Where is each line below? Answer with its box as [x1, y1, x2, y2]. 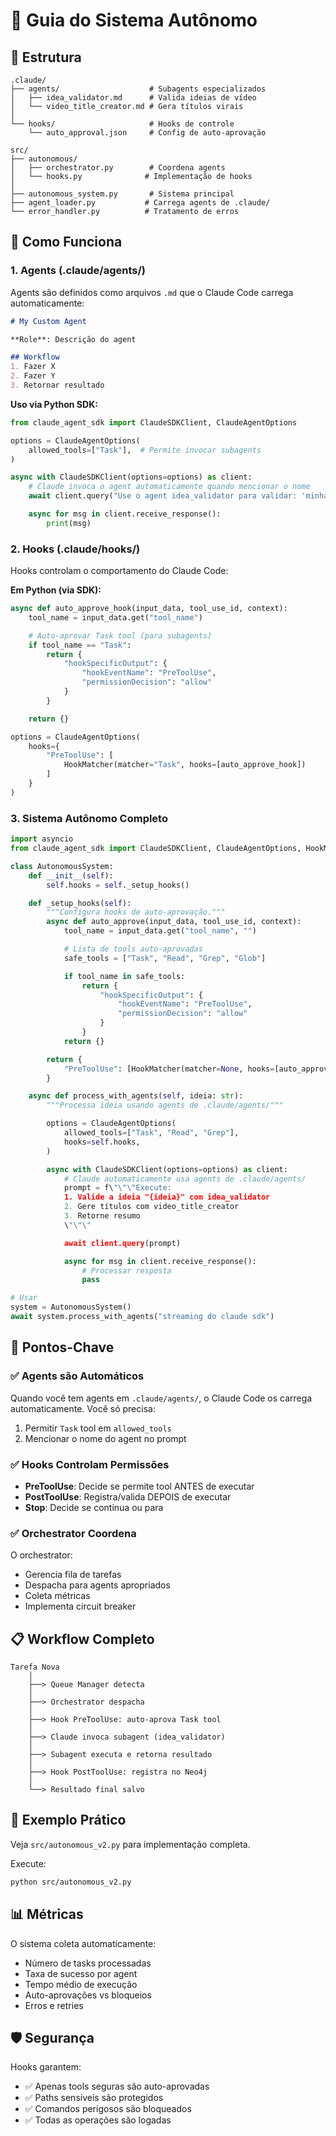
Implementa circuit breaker [24, 1600, 137, 1613]
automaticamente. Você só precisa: [10, 1402, 156, 1414]
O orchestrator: [10, 1549, 73, 1561]
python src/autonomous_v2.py [10, 1877, 132, 1887]
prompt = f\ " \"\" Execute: [63, 1183, 172, 1193]
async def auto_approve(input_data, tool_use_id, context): [46, 917, 302, 927]
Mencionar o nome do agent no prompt [24, 1432, 187, 1444]
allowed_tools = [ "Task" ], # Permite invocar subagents [28, 445, 262, 455]
